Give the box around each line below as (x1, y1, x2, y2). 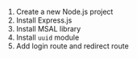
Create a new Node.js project (15, 7, 114, 16)
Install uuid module (15, 32, 80, 42)
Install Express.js (15, 15, 73, 25)
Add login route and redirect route (15, 41, 129, 51)
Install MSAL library (15, 24, 81, 33)
